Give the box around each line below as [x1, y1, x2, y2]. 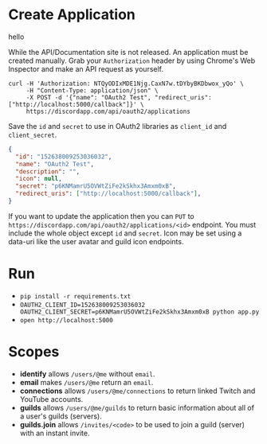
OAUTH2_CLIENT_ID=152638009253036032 [19, 301, 146, 309]
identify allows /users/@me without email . [19, 368, 155, 379]
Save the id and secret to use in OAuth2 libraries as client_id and [8, 121, 227, 130]
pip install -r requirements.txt [19, 292, 132, 300]
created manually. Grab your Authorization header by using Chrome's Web [8, 56, 256, 65]
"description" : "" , [15, 167, 80, 176]
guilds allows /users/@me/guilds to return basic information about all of [19, 403, 255, 412]
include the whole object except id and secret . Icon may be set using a [8, 228, 242, 238]
